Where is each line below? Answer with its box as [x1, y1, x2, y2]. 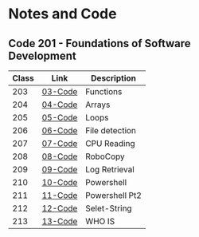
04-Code [41, 99, 78, 110]
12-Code [41, 203, 78, 214]
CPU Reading [84, 138, 135, 148]
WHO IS [84, 216, 115, 227]
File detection [84, 125, 137, 136]
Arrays [84, 99, 111, 110]
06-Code [41, 125, 78, 136]
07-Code [41, 138, 78, 148]
